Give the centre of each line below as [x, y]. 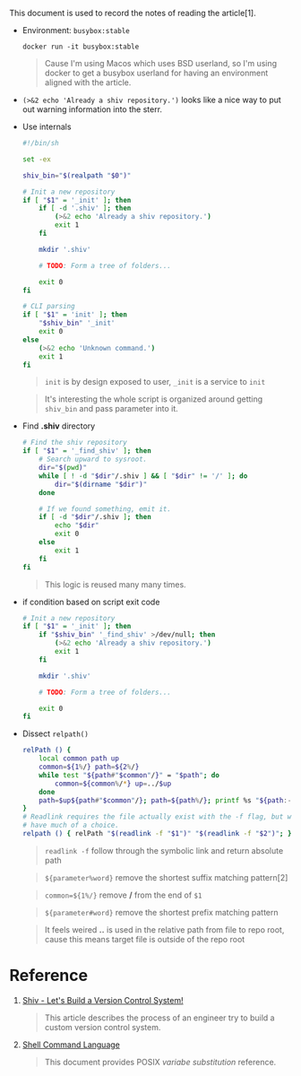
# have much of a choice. [70, 825]
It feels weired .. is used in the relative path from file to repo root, [164, 929]
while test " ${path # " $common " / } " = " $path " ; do [129, 775]
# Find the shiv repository [74, 443]
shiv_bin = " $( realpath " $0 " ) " [77, 175]
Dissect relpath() [56, 733]
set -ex [36, 159]
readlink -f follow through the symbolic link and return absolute [164, 850]
